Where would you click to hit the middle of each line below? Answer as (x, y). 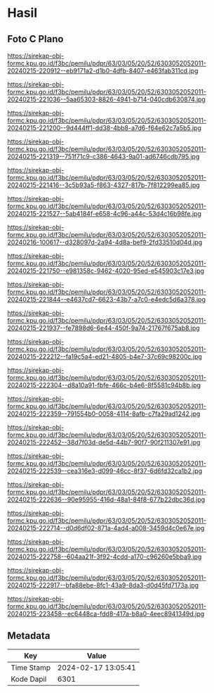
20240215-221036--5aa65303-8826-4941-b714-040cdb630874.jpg (106, 99)
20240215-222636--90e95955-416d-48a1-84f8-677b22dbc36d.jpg (106, 500)
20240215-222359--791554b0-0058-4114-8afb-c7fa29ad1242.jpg (104, 414)
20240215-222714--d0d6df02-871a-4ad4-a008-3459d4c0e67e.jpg (106, 528)
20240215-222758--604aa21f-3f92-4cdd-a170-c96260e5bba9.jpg (105, 557)
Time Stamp (31, 668)
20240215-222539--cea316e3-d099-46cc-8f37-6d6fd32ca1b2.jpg (105, 471)
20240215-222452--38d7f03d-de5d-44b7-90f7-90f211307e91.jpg (104, 442)
